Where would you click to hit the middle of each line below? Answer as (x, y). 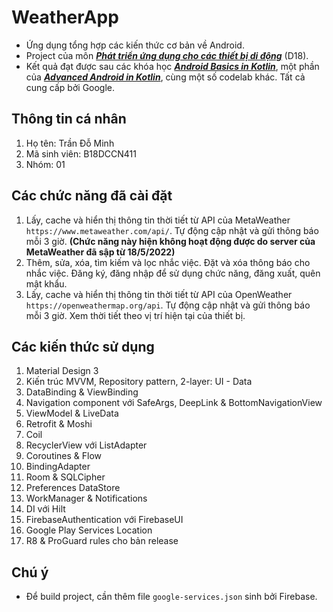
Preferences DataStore (73, 488)
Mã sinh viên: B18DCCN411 (81, 153)
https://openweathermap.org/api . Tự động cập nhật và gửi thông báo (168, 305)
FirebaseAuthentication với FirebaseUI (104, 520)
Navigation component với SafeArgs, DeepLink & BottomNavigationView (174, 403)
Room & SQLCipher (65, 477)
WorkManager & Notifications (86, 498)
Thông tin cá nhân (69, 119)
